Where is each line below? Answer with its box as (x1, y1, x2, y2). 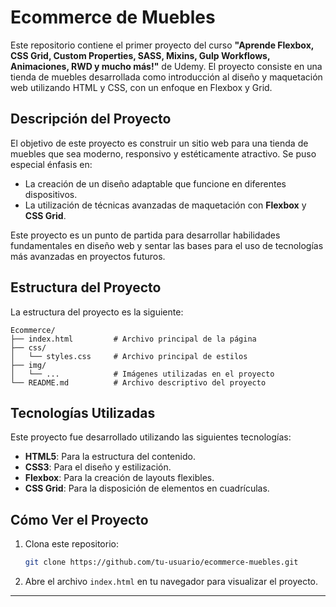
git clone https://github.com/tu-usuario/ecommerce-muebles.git (24, 557, 299, 568)
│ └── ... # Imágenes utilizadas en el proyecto (10, 369, 275, 379)
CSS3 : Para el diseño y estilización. (24, 461, 172, 473)
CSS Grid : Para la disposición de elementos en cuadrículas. (24, 482, 270, 495)
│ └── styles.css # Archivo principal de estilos (10, 351, 248, 361)
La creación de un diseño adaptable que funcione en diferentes (24, 177, 287, 190)
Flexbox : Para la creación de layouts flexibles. (24, 472, 215, 484)
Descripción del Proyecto (10, 111, 172, 128)
